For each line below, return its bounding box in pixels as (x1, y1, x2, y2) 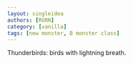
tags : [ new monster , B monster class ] (7, 29, 120, 37)
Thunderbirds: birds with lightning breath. (7, 49, 127, 57)
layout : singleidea (7, 10, 64, 17)
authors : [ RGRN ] (7, 17, 54, 24)
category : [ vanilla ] (7, 23, 68, 30)
